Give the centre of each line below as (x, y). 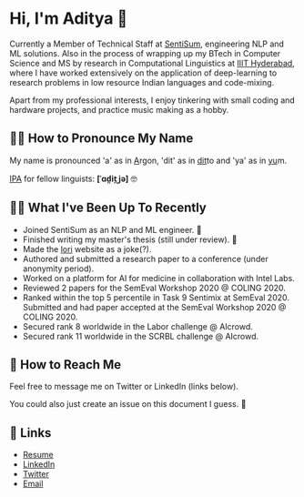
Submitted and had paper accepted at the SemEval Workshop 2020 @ (154, 307)
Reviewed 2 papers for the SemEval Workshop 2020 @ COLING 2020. (154, 288)
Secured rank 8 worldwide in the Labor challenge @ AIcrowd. (137, 326)
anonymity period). (58, 269)
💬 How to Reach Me (66, 365)
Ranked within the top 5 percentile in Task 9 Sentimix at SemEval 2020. (156, 297)
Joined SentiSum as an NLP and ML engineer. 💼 (112, 229)
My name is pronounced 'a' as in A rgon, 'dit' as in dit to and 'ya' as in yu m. (148, 160)
